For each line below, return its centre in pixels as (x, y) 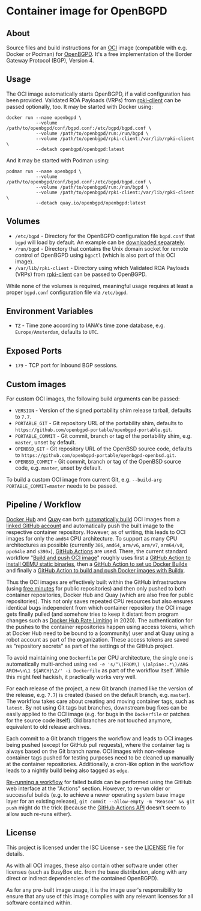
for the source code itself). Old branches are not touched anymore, (89, 720)
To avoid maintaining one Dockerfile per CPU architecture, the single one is (100, 657)
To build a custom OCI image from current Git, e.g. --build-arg (84, 480)
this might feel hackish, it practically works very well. (71, 676)
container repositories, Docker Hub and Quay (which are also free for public (100, 595)
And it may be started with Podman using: (58, 160)
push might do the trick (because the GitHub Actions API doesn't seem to (96, 808)
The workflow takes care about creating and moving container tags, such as (100, 701)
